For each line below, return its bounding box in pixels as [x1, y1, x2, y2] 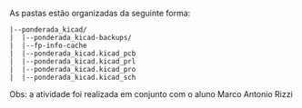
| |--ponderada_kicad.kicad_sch [9, 73, 136, 82]
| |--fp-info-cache [9, 41, 88, 50]
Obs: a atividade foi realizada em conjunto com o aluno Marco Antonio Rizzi [9, 89, 293, 99]
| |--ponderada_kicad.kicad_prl [9, 57, 136, 66]
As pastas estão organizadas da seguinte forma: [9, 8, 191, 18]
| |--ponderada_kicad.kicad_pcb [9, 49, 136, 58]
